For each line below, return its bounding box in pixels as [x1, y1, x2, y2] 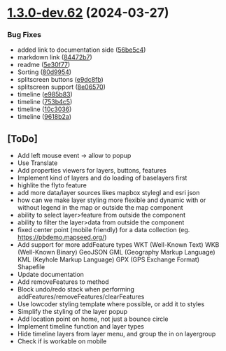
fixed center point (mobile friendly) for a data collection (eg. [17, 226, 190, 234]
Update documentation [17, 271, 84, 279]
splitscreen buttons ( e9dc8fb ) [17, 76, 104, 84]
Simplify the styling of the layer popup [17, 308, 128, 316]
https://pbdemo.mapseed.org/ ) [17, 233, 107, 242]
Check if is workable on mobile [17, 337, 107, 345]
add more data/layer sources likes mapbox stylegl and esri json [17, 189, 200, 197]
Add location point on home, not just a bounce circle [17, 315, 169, 323]
